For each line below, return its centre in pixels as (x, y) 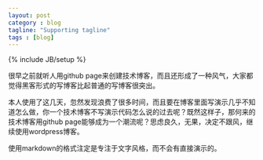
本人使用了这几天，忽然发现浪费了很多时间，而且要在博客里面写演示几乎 (125, 102)
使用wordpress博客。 (49, 132)
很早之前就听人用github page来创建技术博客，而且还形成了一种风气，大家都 (131, 76)
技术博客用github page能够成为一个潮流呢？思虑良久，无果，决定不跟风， (127, 122)
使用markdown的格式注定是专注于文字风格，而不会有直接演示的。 (115, 148)
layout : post (29, 15)
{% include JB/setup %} (47, 60)
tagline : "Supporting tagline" (59, 30)
